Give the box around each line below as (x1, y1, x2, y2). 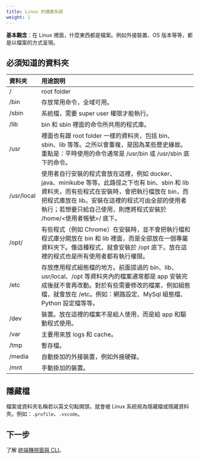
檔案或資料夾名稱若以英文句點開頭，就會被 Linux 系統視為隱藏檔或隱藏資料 (6, 403, 189, 410)
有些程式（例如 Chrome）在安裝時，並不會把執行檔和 (41, 226, 190, 234)
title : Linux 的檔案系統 (6, 8, 64, 15)
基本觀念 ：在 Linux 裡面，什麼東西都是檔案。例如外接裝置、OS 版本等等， (6, 31, 187, 39)
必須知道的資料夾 (6, 58, 69, 68)
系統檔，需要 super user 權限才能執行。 (41, 110, 152, 118)
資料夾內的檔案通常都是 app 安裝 (90, 272, 182, 280)
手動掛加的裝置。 (41, 364, 89, 372)
